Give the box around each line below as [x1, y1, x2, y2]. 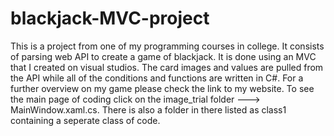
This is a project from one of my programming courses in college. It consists [10, 40, 325, 52]
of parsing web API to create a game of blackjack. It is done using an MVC [10, 50, 317, 62]
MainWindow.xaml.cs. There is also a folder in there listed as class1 [10, 103, 287, 116]
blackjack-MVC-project [10, 7, 210, 30]
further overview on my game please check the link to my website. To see [10, 82, 315, 94]
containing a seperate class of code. [10, 114, 161, 126]
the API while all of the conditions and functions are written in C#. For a [10, 72, 304, 84]
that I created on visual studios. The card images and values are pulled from [10, 61, 324, 73]
